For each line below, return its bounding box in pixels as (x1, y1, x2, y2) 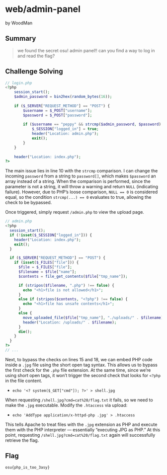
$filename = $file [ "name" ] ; (18, 269, 77, 274)
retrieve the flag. (5, 437, 39, 443)
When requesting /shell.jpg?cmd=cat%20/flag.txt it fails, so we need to (5, 396, 153, 403)
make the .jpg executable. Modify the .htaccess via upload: (5, 402, 128, 408)
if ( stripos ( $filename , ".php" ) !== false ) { (18, 283, 114, 288)
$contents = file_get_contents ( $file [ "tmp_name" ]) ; (18, 274, 128, 279)
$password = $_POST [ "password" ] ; (23, 113, 92, 118)
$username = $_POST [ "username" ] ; (23, 108, 92, 113)
